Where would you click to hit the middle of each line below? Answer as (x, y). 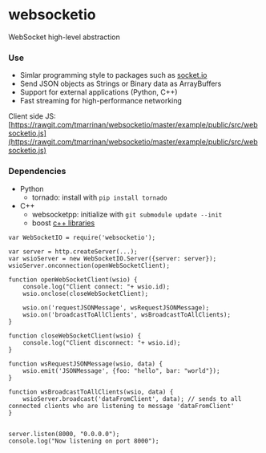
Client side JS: (32, 116)
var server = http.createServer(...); (73, 251)
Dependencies (37, 172)
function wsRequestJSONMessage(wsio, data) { (85, 364)
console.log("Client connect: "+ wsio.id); (97, 286)
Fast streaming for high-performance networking (101, 101)
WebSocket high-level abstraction (64, 37)
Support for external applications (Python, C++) (99, 92)
